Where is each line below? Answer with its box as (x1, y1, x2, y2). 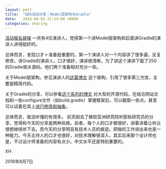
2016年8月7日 (5, 159, 34, 165)
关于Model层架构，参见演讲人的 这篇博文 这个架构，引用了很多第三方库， (5, 74, 154, 80)
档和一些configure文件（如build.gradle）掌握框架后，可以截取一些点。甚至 (5, 97, 157, 103)
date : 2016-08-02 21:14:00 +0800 (5, 16, 79, 21)
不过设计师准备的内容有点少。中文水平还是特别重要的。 (13, 138, 126, 144)
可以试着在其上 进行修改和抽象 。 (5, 103, 70, 109)
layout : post (5, 7, 32, 12)
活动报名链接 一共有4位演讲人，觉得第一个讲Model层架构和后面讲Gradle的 (5, 35, 157, 41)
